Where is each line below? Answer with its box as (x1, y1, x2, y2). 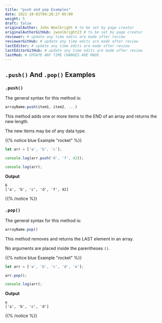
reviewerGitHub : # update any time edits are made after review (5, 39, 139, 44)
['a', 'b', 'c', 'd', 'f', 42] (5, 187, 69, 192)
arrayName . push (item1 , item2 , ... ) (5, 104, 78, 110)
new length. (5, 118, 29, 124)
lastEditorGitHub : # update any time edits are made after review (5, 48, 143, 53)
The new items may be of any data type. (5, 128, 86, 134)
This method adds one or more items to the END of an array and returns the (5, 113, 157, 119)
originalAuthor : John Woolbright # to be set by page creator (5, 25, 134, 30)
